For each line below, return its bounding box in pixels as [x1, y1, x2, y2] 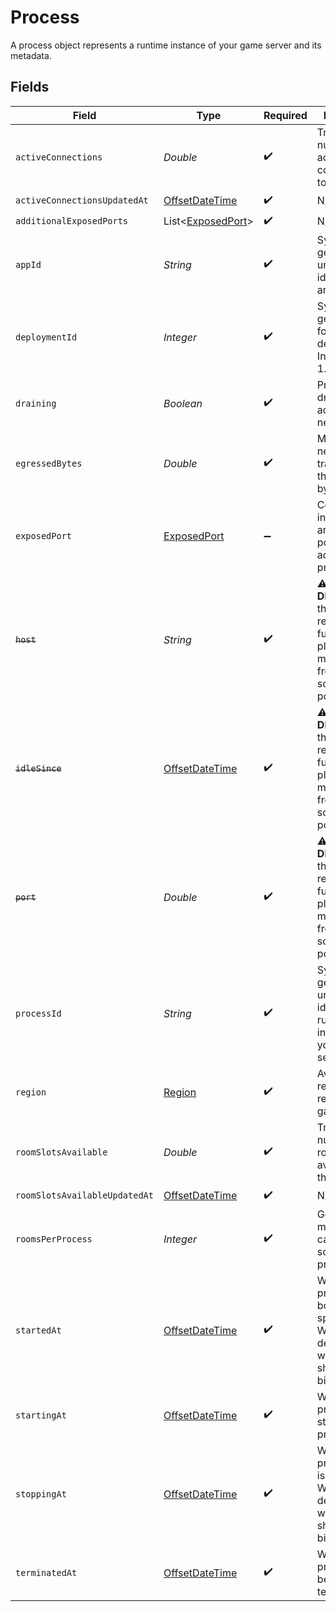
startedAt [15, 1324, 62, 1336]
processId [15, 1007, 62, 1019]
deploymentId [15, 331, 78, 343]
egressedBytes [15, 457, 83, 469]
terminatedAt [15, 1567, 78, 1578]
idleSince [15, 762, 62, 774]
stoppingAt [15, 1488, 67, 1500]
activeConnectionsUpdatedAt [15, 195, 149, 206]
